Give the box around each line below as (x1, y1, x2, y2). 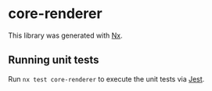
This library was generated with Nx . (8, 31, 123, 40)
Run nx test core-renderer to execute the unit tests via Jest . (8, 74, 205, 83)
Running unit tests (8, 53, 99, 67)
